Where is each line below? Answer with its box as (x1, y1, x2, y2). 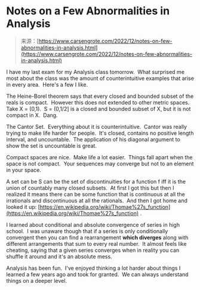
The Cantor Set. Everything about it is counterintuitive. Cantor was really (6, 123, 187, 130)
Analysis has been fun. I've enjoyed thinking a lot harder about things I (6, 264, 181, 272)
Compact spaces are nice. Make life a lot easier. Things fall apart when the (6, 153, 193, 161)
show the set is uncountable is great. (6, 142, 97, 149)
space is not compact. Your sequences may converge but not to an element (6, 160, 194, 167)
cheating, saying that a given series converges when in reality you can (6, 246, 180, 254)
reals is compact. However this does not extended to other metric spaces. (6, 98, 190, 106)
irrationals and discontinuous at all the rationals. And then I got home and (6, 197, 188, 204)
